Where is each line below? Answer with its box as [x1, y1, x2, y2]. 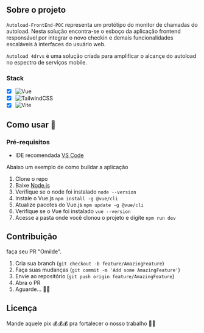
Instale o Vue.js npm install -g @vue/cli [15, 194, 119, 202]
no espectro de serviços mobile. [6, 58, 87, 66]
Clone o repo [15, 175, 48, 182]
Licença [6, 303, 38, 314]
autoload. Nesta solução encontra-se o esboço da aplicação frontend [6, 27, 181, 35]
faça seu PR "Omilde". [6, 248, 62, 255]
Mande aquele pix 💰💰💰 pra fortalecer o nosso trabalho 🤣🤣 [6, 320, 156, 327]
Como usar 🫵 [6, 119, 56, 130]
